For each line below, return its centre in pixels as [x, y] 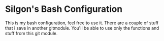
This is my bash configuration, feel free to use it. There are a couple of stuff [82, 23]
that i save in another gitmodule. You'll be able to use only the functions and [82, 28]
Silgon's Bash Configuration [64, 9]
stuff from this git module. [31, 33]
